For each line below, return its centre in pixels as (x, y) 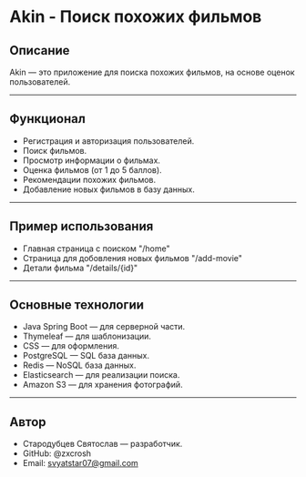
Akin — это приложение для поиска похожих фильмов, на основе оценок (152, 72)
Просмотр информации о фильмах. (92, 160)
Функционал (48, 119)
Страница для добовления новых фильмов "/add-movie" (133, 258)
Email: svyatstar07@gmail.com (80, 463)
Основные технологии (76, 305)
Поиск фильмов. (55, 150)
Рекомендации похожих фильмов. (89, 179)
